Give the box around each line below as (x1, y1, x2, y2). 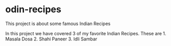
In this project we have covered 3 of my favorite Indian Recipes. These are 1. (5, 30, 166, 36)
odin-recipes (5, 4, 61, 15)
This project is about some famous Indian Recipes (5, 20, 111, 27)
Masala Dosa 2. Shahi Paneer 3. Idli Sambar (5, 36, 97, 42)
